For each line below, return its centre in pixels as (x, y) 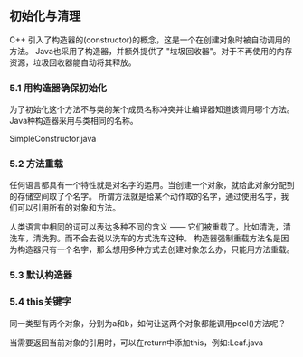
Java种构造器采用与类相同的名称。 (74, 121)
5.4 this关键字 (41, 302)
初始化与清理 (45, 16)
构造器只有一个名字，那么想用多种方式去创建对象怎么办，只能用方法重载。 (156, 249)
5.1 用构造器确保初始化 (58, 88)
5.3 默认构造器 (41, 276)
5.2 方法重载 (36, 164)
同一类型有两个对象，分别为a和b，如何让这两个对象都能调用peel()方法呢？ (148, 323)
